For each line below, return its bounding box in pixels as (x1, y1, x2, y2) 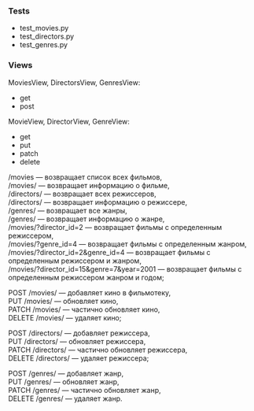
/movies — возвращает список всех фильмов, (8, 172, 163, 182)
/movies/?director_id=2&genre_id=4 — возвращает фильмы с (8, 247, 211, 257)
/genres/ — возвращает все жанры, (8, 205, 127, 215)
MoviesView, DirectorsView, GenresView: (8, 77, 141, 87)
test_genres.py (19, 40, 68, 50)
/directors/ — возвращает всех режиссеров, (8, 189, 156, 198)
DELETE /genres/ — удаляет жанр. (8, 394, 123, 403)
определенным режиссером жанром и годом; (8, 272, 164, 282)
